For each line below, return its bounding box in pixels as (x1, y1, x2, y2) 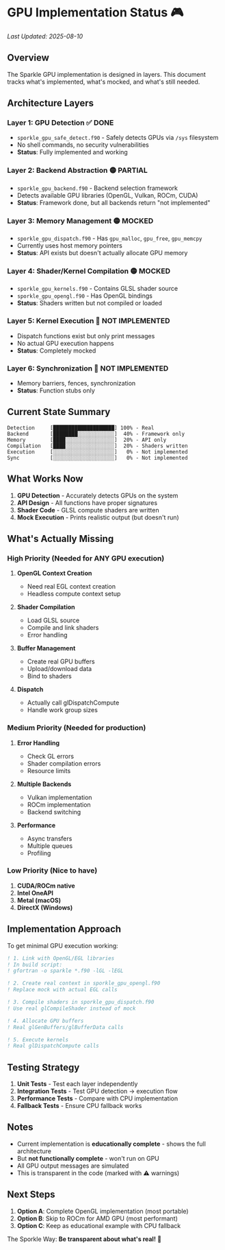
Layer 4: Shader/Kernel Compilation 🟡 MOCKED (7, 266, 171, 276)
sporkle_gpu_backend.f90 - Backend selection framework (16, 184, 178, 192)
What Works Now (7, 473, 83, 485)
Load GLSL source (27, 616, 80, 624)
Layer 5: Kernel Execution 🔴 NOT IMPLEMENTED (7, 316, 170, 326)
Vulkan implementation (27, 793, 92, 801)
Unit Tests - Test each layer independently (16, 1080, 138, 1088)
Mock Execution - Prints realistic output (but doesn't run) (16, 513, 179, 521)
